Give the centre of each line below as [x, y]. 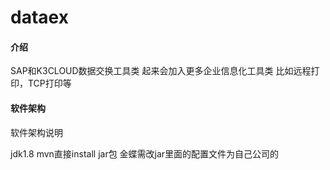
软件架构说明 [36, 132]
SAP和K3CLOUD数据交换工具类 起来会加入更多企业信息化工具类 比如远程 [161, 71]
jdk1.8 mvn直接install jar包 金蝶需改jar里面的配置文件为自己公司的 [145, 153]
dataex [39, 17]
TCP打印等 [49, 83]
